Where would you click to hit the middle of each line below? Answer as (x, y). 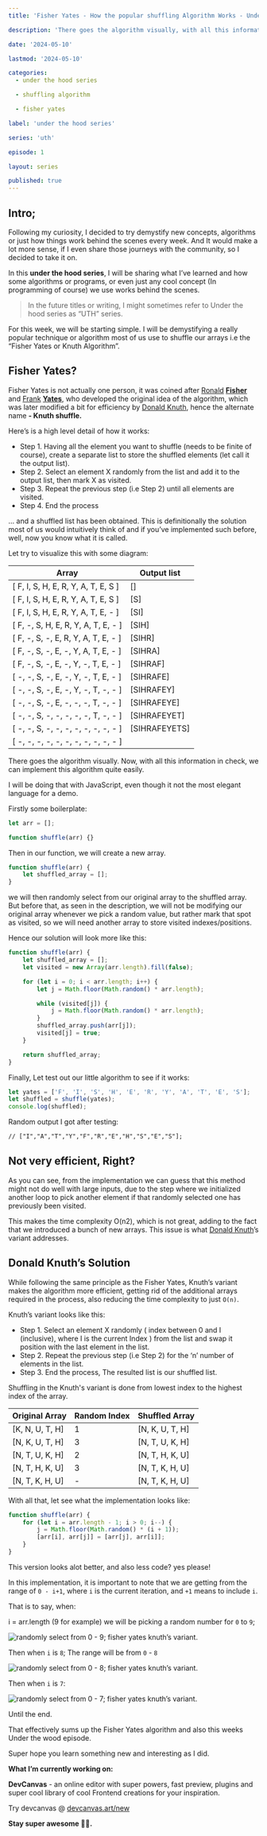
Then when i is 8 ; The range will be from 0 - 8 (83, 1652)
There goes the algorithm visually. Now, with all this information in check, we (133, 761)
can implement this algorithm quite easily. (76, 769)
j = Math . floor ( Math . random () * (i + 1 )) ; (108, 1530)
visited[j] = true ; (69, 1033)
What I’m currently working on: (61, 1768)
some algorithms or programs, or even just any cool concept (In (112, 281)
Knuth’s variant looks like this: (57, 1314)
